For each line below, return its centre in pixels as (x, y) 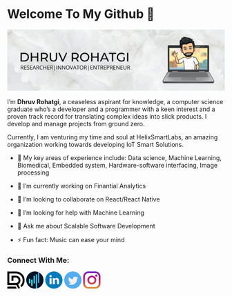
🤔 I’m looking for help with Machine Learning (81, 213)
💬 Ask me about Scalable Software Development (86, 226)
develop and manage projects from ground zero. (76, 124)
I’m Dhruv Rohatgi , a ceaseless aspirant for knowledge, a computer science (115, 101)
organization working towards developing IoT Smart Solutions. (96, 144)
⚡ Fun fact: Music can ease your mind (71, 239)
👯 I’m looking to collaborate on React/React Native (88, 199)
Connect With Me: (38, 260)
